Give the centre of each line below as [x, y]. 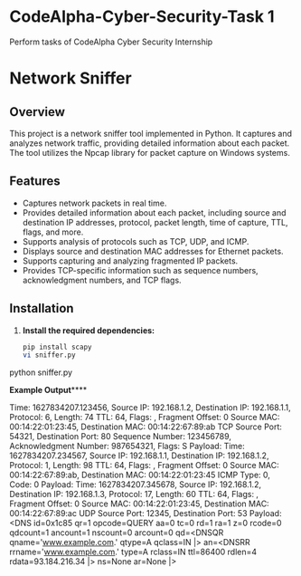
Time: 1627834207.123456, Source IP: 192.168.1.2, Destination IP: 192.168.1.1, [150, 408]
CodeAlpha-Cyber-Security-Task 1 [142, 17]
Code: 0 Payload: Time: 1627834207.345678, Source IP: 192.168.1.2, [136, 485]
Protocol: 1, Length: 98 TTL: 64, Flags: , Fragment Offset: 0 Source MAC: [145, 466]
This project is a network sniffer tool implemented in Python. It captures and [150, 133]
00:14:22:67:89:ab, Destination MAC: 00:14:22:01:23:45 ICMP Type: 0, [140, 475]
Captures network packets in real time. [94, 203]
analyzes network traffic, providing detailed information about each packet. [150, 143]
